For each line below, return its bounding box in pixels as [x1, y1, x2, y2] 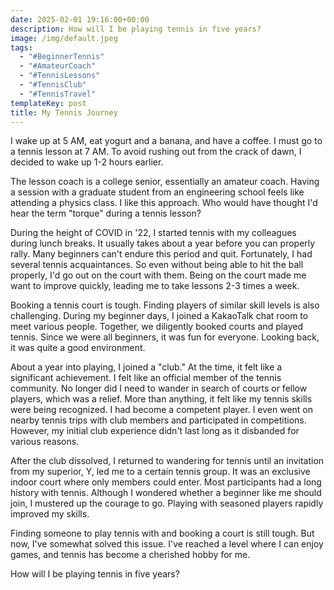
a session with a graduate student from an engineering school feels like [10, 186, 305, 198]
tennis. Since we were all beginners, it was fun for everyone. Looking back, [10, 331, 320, 343]
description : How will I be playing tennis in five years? [10, 24, 262, 34]
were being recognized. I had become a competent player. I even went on [10, 404, 314, 416]
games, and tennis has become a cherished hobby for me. [10, 549, 251, 561]
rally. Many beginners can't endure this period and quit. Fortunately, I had [10, 248, 313, 260]
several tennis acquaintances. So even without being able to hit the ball [10, 259, 304, 271]
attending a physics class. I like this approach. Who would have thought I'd [10, 197, 318, 209]
